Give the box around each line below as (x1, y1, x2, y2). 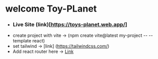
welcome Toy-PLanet (5, 3, 97, 15)
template (12, 38, 32, 44)
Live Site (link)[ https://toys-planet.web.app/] (12, 21, 127, 28)
